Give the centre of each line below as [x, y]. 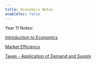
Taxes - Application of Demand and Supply [48, 56]
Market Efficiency [23, 47]
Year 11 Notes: [19, 28]
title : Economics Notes [29, 9]
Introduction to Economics [31, 37]
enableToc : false [23, 14]
